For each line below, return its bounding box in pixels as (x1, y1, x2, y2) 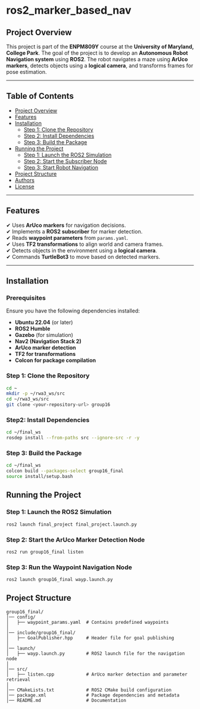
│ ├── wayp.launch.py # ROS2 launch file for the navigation (6, 650, 185, 657)
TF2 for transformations (14, 351, 76, 358)
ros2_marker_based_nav (6, 4, 132, 17)
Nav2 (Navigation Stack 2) (14, 338, 82, 345)
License (14, 183, 35, 190)
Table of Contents (6, 91, 74, 101)
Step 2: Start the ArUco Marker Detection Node (6, 535, 145, 544)
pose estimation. (6, 68, 47, 75)
